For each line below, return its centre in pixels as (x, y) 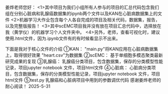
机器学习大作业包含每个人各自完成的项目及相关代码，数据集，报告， (90, 20)
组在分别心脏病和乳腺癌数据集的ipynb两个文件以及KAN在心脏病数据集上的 (81, 13)
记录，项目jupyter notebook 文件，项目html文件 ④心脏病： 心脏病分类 (78, 68)
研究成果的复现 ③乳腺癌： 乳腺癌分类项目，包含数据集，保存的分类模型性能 (84, 61)
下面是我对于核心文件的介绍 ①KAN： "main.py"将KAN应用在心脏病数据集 (82, 49)
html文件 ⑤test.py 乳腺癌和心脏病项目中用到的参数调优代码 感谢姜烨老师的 (83, 80)
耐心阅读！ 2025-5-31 (28, 86)
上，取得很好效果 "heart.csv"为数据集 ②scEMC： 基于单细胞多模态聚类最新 (84, 55)
